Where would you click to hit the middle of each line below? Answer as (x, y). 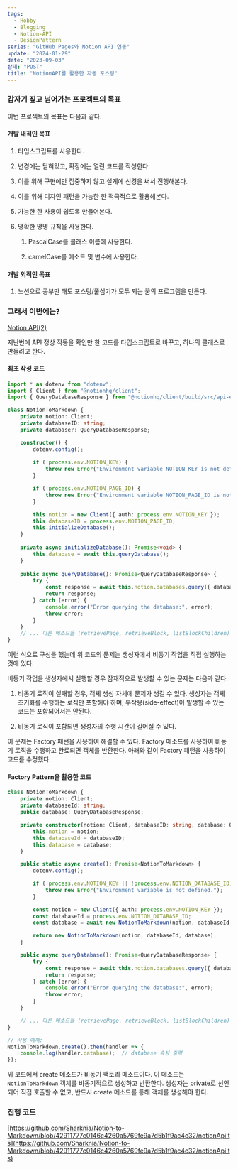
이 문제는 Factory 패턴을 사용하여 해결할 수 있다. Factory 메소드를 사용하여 (110, 741)
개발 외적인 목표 (29, 274)
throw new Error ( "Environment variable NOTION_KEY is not (132, 469)
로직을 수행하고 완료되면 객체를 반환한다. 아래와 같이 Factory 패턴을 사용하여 (120, 751)
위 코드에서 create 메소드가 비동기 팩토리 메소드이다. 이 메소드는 (96, 1075)
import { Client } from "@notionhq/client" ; (74, 391)
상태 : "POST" (25, 67)
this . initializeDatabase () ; (74, 528)
